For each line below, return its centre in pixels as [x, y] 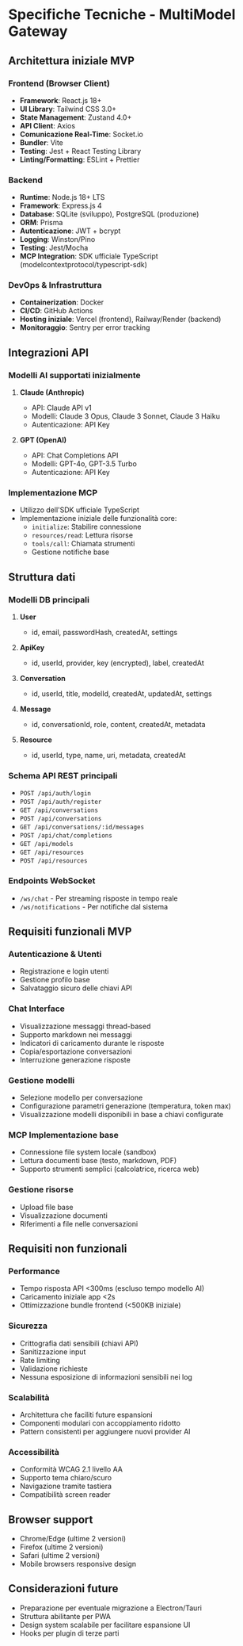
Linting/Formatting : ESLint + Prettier [80, 159]
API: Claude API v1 [62, 408]
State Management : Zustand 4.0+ [76, 117]
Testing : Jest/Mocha [54, 248]
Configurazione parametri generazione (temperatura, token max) [125, 1106]
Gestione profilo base [55, 980]
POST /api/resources [53, 861]
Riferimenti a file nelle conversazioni [79, 1223]
